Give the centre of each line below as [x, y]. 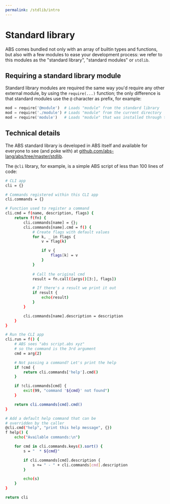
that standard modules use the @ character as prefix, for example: [73, 99]
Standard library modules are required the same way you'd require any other [85, 88]
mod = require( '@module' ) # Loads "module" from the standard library [82, 108]
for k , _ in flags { [54, 237]
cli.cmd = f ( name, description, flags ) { [50, 213]
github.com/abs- [96, 151]
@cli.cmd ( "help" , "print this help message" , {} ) [59, 428]
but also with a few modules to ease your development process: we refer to [84, 54]
